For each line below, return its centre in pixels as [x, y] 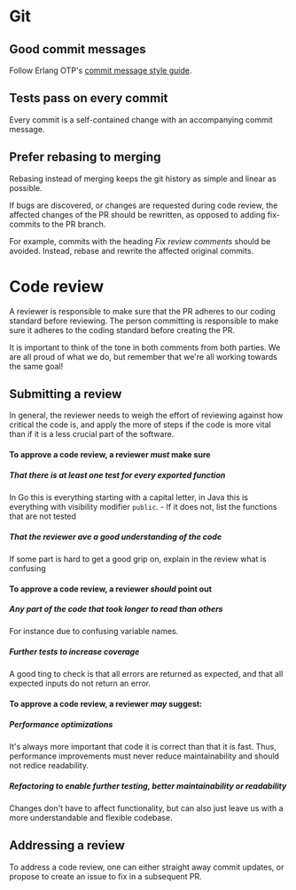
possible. [26, 187]
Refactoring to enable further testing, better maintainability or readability [148, 786]
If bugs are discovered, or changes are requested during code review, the [144, 205]
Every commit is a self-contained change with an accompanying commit [141, 119]
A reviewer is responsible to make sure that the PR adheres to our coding [143, 311]
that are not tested [43, 516]
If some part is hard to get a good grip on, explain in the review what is [138, 559]
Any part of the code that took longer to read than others [116, 609]
